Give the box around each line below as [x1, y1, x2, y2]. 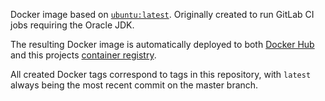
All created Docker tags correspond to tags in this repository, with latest [10, 69, 312, 80]
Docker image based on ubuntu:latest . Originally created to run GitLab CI [10, 9, 315, 20]
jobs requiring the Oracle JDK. [10, 19, 135, 31]
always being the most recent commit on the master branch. [10, 79, 259, 91]
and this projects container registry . [10, 49, 157, 61]
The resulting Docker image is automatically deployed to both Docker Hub [10, 39, 315, 50]
